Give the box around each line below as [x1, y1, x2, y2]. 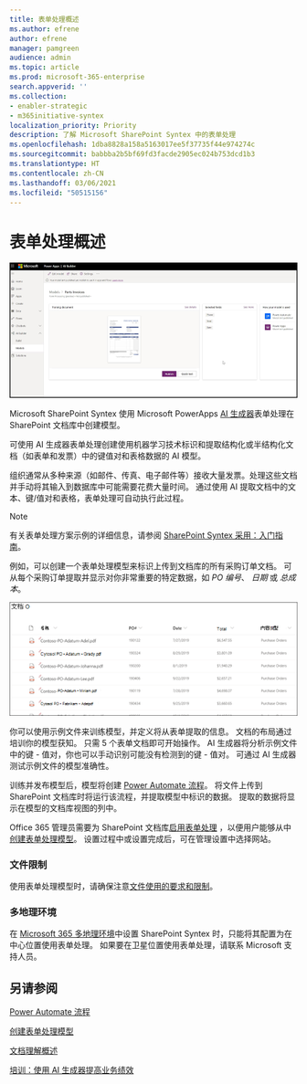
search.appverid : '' [9, 82, 89, 91]
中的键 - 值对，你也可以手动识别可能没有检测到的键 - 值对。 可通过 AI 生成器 [9, 749, 297, 760]
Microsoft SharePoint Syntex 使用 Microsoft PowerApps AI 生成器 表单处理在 [9, 408, 295, 419]
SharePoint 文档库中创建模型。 [9, 420, 125, 431]
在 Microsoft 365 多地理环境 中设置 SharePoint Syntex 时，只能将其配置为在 [9, 928, 292, 940]
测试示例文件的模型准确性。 [9, 760, 114, 771]
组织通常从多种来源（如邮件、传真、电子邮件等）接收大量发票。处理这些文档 [9, 470, 298, 481]
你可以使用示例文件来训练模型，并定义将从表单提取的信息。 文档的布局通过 [9, 726, 292, 737]
